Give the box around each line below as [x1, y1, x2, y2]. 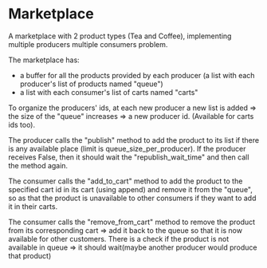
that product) [8, 250, 52, 260]
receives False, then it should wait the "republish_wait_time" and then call [8, 152, 249, 162]
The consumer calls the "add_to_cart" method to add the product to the [8, 176, 243, 186]
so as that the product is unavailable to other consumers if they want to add [8, 193, 257, 203]
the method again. [8, 160, 69, 170]
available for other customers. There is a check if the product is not [8, 234, 230, 243]
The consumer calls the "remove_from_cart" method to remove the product [8, 217, 256, 227]
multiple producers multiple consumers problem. [8, 39, 168, 49]
